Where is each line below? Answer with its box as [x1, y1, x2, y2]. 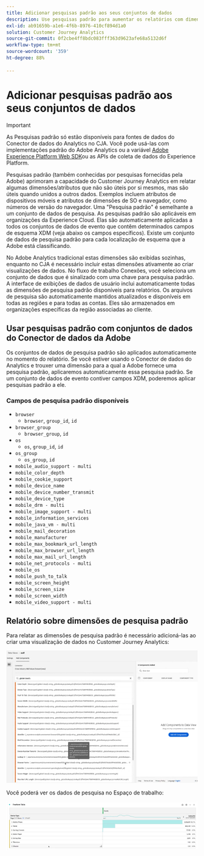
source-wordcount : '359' [6, 49, 69, 55]
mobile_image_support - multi [15, 509, 92, 515]
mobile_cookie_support [15, 476, 73, 483]
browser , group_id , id [24, 417, 77, 424]
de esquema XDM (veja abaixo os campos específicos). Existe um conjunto [6, 229, 195, 236]
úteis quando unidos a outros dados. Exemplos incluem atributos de [6, 190, 176, 197]
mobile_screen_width [15, 593, 67, 599]
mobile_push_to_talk [15, 573, 67, 579]
